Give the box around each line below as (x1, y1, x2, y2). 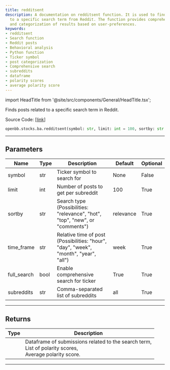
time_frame (8, 244, 35, 251)
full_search (8, 271, 34, 278)
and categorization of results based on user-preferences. (10, 21, 137, 27)
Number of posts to (56, 183, 103, 190)
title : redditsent (5, 7, 44, 13)
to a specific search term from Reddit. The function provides (10, 17, 146, 22)
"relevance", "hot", (56, 210, 102, 217)
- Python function (5, 50, 44, 55)
